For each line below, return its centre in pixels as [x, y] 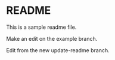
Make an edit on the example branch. [52, 38]
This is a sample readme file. [41, 27]
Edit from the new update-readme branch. [58, 50]
